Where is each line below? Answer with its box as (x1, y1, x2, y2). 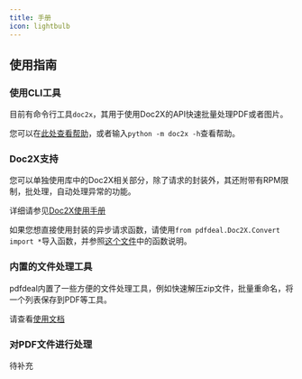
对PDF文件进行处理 (9, 337, 93, 350)
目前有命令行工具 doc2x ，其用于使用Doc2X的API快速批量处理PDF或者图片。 (9, 109, 288, 120)
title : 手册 (9, 13, 51, 23)
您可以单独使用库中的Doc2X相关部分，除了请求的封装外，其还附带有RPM (9, 175, 281, 186)
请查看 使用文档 (9, 313, 65, 324)
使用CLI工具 (9, 87, 61, 99)
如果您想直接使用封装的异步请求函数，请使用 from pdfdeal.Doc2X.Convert (9, 225, 281, 236)
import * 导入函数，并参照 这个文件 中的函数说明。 (9, 236, 192, 246)
